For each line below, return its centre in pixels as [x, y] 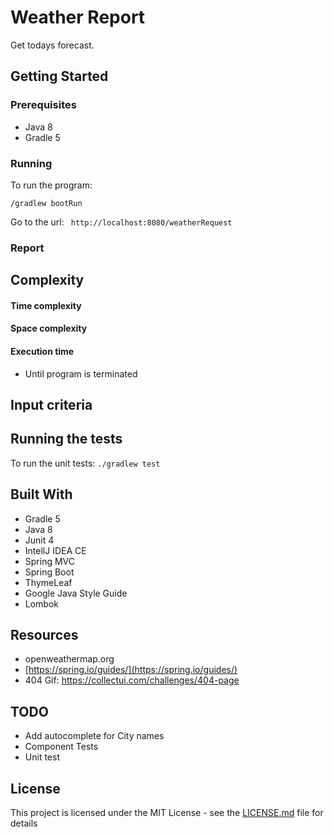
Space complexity [49, 328]
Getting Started [59, 76]
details [24, 823]
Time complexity [46, 305]
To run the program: [51, 185]
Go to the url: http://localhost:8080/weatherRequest [121, 222]
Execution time [42, 352]
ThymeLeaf [48, 582]
